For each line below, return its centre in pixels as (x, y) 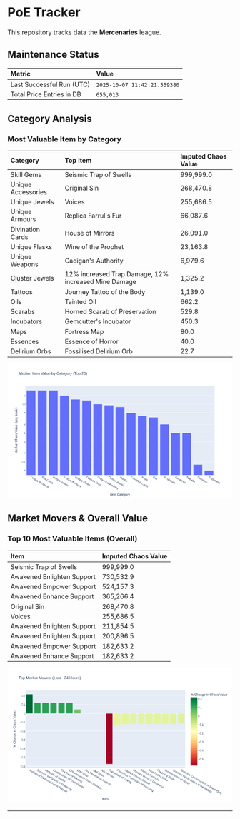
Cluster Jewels (32, 278)
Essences (25, 341)
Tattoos (22, 292)
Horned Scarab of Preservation (110, 312)
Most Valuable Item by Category (64, 139)
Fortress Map (84, 331)
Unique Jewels (32, 202)
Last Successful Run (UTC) (50, 84)
